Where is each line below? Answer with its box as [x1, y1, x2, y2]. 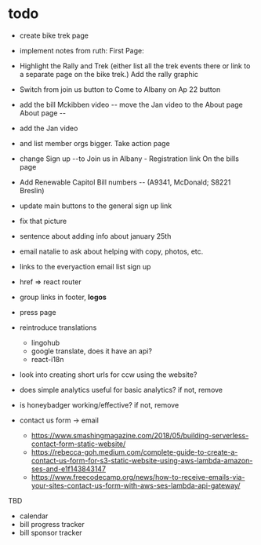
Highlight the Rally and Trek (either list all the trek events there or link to [19, 60, 251, 71]
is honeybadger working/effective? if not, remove [19, 400, 179, 409]
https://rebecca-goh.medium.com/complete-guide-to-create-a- [31, 447, 238, 456]
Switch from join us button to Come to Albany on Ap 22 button [19, 84, 221, 94]
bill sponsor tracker [19, 528, 82, 537]
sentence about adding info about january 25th [19, 231, 172, 240]
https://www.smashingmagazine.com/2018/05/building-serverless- [31, 430, 249, 440]
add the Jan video [19, 123, 78, 133]
